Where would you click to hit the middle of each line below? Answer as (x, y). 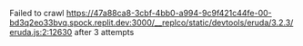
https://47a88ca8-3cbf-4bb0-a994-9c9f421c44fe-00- (169, 13)
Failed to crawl (37, 13)
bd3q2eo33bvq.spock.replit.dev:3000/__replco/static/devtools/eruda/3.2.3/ (151, 23)
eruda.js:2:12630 (41, 32)
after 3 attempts (104, 32)
